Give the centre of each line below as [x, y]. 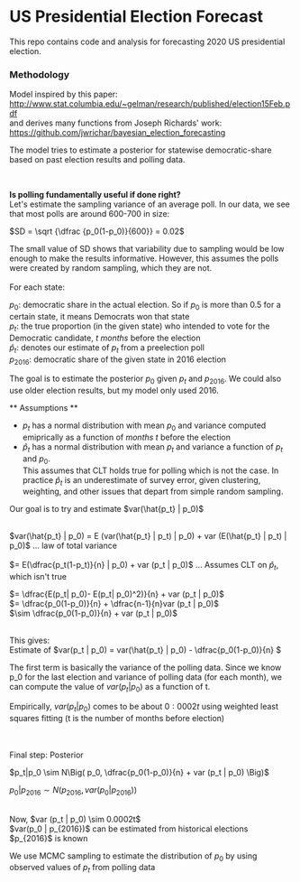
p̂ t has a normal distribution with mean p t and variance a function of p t [153, 448]
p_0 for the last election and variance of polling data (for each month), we [145, 677]
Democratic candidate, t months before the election [105, 338]
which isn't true [38, 577]
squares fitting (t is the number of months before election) [117, 718]
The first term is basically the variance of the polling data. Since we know [145, 668]
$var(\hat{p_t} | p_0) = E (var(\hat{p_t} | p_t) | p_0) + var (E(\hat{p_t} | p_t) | [148, 536]
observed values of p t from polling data [82, 868]
